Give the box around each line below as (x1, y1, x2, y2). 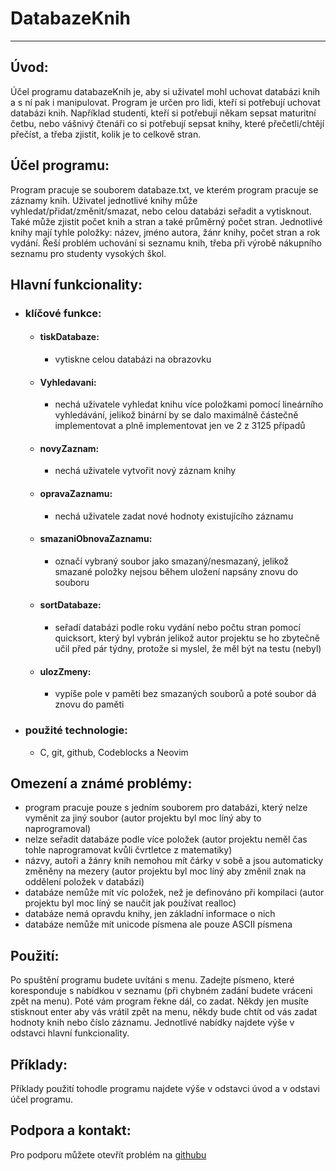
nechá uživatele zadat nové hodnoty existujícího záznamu (54, 510, 294, 522)
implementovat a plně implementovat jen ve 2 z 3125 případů (54, 420, 306, 432)
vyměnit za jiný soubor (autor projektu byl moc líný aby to (24, 812, 262, 824)
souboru (54, 576, 90, 588)
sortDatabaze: (39, 599, 102, 611)
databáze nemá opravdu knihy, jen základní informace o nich (24, 908, 276, 920)
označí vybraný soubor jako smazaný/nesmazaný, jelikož (54, 555, 290, 567)
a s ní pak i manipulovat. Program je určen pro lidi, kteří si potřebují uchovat (10, 96, 321, 108)
